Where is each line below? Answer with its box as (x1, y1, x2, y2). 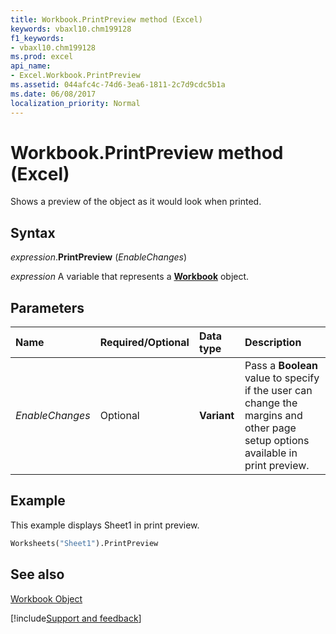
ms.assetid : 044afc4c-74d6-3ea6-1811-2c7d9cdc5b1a (10, 80, 226, 90)
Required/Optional (99, 336, 190, 350)
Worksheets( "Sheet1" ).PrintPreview (10, 538, 159, 548)
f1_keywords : (10, 33, 65, 43)
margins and (244, 409, 303, 423)
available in (244, 446, 298, 460)
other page (244, 421, 297, 435)
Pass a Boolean (244, 359, 319, 373)
